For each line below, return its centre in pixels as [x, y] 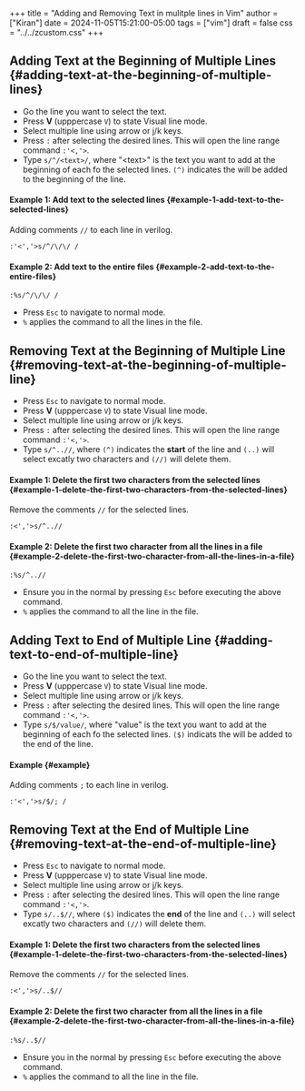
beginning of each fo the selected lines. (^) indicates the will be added [155, 169]
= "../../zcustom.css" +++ [57, 32]
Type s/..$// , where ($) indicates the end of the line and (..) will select [159, 914]
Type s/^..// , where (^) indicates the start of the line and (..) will [148, 450]
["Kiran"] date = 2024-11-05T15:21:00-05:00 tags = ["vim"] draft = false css [151, 23]
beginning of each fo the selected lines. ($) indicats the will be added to [157, 734]
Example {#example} [50, 764]
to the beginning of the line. [74, 179]
